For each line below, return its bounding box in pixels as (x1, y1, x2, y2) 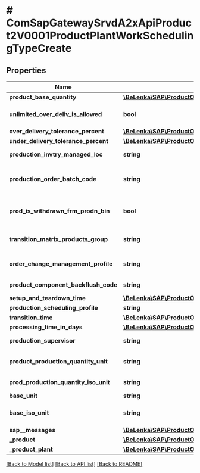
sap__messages (9, 426, 56, 434)
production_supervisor (9, 337, 76, 344)
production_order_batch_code (9, 175, 97, 183)
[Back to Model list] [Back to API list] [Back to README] (6, 460, 143, 468)
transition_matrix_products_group (9, 235, 108, 243)
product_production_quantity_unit (9, 357, 108, 365)
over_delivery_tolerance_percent (9, 127, 104, 135)
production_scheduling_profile (9, 304, 98, 312)
